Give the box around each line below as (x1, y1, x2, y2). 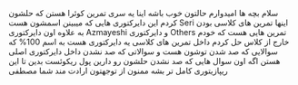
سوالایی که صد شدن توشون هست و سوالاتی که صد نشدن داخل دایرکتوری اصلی (8, 46, 278, 57)
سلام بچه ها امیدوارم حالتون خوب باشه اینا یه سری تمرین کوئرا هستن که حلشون (8, 8, 279, 18)
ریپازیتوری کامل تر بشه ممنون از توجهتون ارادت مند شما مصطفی (8, 65, 228, 76)
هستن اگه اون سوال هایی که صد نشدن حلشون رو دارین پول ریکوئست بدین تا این (8, 56, 281, 66)
